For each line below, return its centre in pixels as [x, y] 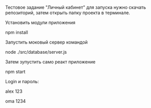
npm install [17, 32]
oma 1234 [16, 101]
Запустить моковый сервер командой [46, 42]
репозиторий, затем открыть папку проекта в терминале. [68, 13]
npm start [15, 71]
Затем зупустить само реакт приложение [50, 62]
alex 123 [14, 91]
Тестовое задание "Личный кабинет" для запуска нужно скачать [75, 7]
